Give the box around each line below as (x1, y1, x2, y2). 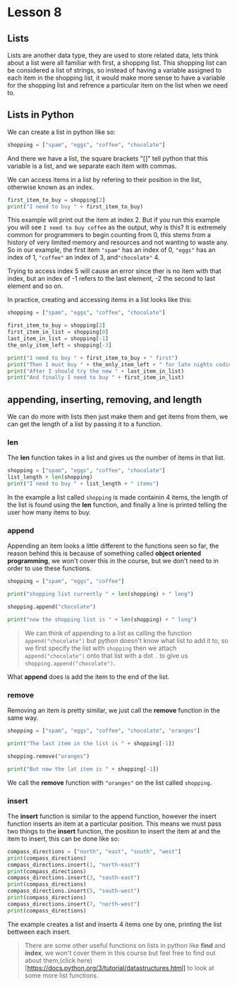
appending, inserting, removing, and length (7, 393, 202, 406)
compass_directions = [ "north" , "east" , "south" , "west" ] (7, 848, 181, 855)
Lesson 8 (7, 4, 62, 20)
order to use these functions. (7, 564, 92, 572)
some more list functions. (24, 971, 99, 980)
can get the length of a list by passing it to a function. (7, 420, 162, 428)
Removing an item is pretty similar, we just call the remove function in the (7, 707, 221, 715)
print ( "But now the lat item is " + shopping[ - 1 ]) (7, 765, 159, 773)
